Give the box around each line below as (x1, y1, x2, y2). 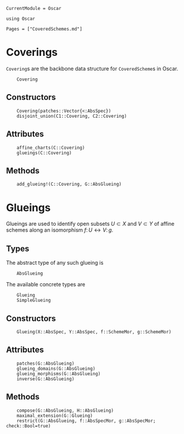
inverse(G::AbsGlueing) (16, 376, 75, 382)
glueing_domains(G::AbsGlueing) (16, 365, 96, 372)
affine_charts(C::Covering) (16, 145, 85, 151)
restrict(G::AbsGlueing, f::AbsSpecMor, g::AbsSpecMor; (16, 418, 156, 423)
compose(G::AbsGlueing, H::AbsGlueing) (16, 408, 114, 413)
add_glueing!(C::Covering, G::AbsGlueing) (16, 181, 122, 188)
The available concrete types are (6, 281, 86, 288)
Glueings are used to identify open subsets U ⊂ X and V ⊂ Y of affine (6, 221, 175, 228)
